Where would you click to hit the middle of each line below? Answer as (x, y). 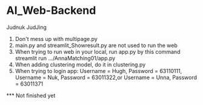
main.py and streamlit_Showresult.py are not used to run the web (96, 45)
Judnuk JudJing (27, 27)
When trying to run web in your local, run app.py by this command (98, 51)
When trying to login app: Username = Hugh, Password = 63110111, (98, 71)
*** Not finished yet (31, 95)
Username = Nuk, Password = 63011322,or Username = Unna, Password (106, 77)
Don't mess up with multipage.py (56, 39)
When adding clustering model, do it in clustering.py (80, 65)
